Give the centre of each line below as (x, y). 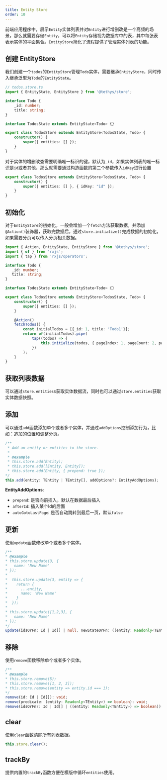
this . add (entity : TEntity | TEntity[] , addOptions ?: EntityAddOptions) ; (82, 480)
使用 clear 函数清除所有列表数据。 (39, 735)
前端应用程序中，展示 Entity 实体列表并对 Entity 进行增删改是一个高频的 (77, 29)
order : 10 (15, 14)
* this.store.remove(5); (31, 679)
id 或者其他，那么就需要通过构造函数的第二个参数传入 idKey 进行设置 (83, 168)
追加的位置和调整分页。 (38, 434)
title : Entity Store (27, 10)
